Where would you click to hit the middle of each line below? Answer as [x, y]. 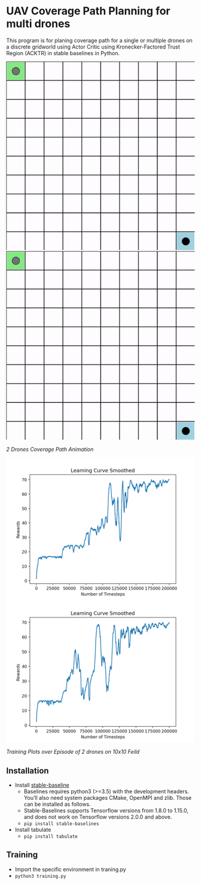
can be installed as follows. [57, 804]
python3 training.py [40, 876]
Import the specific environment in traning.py [71, 869]
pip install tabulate [51, 837]
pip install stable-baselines [62, 824]
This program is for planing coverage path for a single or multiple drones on [99, 40]
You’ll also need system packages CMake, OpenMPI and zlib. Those [108, 798]
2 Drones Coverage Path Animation [50, 449]
